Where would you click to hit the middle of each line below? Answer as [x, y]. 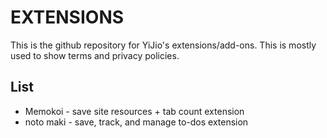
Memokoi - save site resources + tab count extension [134, 111]
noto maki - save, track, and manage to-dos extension [136, 122]
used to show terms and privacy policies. [95, 55]
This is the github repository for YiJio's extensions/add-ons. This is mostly [163, 45]
